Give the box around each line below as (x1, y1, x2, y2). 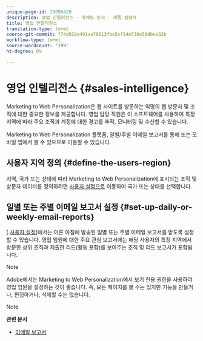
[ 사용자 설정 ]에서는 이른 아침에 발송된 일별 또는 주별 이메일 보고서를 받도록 (6, 228, 183, 236)
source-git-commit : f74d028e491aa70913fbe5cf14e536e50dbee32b (6, 31, 167, 38)
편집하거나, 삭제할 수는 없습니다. (14, 291, 91, 299)
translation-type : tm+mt (6, 25, 69, 32)
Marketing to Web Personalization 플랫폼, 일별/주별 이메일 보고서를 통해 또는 (6, 131, 191, 138)
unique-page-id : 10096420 (6, 8, 72, 15)
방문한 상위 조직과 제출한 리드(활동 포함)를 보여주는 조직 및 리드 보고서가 (6, 243, 177, 251)
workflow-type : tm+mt (6, 37, 61, 43)
